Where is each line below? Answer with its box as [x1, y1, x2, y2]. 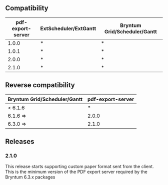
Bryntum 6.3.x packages [5, 174, 55, 180]
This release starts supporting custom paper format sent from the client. [5, 164, 154, 170]
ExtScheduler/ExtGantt [40, 25, 96, 32]
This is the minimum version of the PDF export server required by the [5, 169, 147, 175]
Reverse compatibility [5, 81, 75, 89]
